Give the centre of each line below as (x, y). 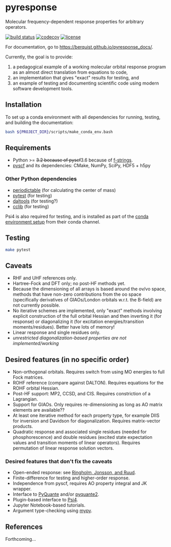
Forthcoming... (21, 539)
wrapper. (22, 489)
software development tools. (43, 88)
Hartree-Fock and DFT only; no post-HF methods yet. (69, 283)
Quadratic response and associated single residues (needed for (80, 432)
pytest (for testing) (32, 195)
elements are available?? (39, 410)
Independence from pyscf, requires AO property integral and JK (80, 483)
